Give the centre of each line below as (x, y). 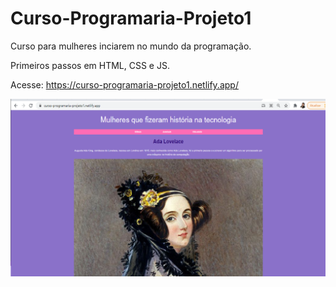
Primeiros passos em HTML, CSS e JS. (90, 65)
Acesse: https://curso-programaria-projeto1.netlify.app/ (124, 84)
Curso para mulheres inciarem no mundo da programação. (131, 46)
